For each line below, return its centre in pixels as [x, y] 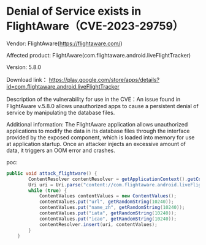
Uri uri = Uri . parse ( [56, 185]
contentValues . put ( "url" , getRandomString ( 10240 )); [106, 202]
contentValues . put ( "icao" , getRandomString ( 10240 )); [108, 219]
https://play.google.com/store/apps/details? [104, 79]
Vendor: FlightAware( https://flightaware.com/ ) [64, 43]
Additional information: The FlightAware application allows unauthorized [97, 124]
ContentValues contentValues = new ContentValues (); [108, 196]
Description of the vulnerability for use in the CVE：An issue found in [93, 99]
